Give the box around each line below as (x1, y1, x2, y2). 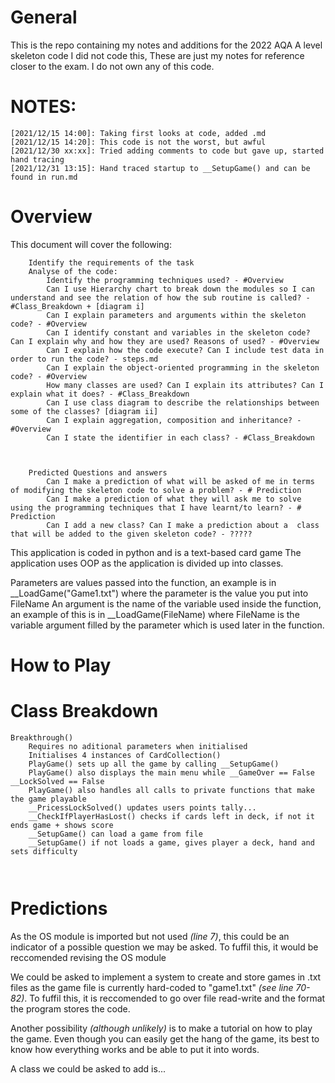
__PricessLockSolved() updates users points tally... (28, 802, 257, 813)
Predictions (10, 897, 108, 920)
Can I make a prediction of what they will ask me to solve (46, 494, 302, 504)
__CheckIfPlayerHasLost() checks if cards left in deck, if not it (28, 811, 315, 821)
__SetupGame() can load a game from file (28, 829, 203, 839)
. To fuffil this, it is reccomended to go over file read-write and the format (24, 992, 326, 1004)
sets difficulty (10, 846, 78, 856)
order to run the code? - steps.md (10, 354, 159, 364)
